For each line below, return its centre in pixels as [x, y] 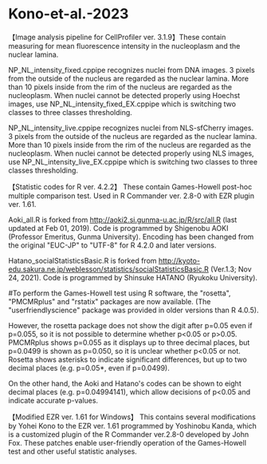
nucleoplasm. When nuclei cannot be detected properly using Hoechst [124, 95]
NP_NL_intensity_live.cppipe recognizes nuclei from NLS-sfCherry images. [131, 128]
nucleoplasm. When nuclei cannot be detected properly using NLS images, [131, 153]
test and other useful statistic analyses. [73, 451]
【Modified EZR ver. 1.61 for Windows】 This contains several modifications [132, 417]
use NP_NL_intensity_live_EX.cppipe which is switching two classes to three [133, 161]
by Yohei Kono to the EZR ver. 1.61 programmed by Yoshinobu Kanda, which [132, 426]
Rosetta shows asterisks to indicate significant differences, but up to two [128, 359]
